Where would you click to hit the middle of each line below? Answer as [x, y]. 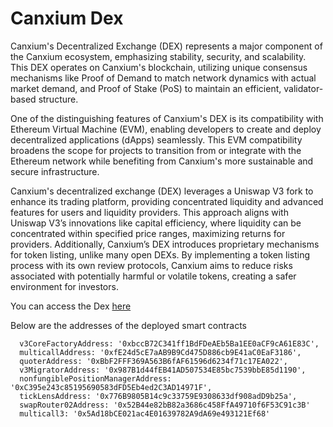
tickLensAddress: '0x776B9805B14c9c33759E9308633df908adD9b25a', [158, 396]
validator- [303, 88]
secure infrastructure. [55, 171]
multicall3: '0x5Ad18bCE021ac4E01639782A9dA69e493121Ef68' [145, 413]
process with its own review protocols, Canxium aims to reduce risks [151, 265]
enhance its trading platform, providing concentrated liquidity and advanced [167, 201]
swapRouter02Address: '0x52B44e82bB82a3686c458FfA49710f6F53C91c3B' [165, 405]
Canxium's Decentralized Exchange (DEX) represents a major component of [166, 46]
